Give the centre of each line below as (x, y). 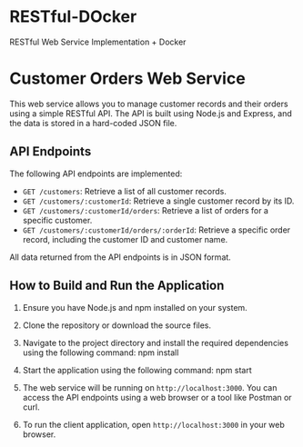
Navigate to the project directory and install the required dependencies (156, 343)
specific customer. (57, 220)
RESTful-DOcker (73, 17)
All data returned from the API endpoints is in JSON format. (121, 257)
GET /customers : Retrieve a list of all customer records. (125, 191)
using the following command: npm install (101, 353)
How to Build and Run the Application (117, 286)
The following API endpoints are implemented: (96, 174)
